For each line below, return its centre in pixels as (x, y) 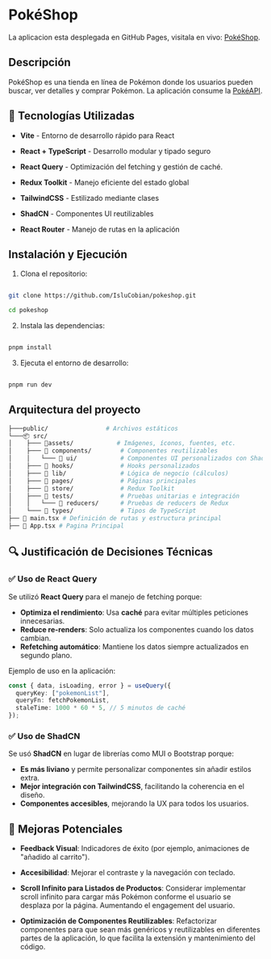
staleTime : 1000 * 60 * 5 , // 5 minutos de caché (100, 708)
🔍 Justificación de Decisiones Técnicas (111, 552)
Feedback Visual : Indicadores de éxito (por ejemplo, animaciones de (135, 849)
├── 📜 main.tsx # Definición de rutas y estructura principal (115, 519)
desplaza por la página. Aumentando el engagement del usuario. (127, 906)
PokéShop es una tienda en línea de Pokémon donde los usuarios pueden (131, 81)
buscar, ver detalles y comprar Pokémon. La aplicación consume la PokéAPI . (135, 90)
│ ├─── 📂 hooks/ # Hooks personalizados (104, 466)
